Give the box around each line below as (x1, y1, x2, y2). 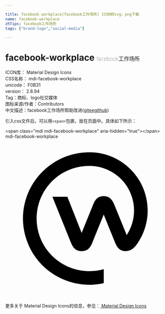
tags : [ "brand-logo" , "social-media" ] (5, 26, 85, 31)
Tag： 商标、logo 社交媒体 (5, 94, 58, 101)
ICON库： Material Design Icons (5, 69, 72, 76)
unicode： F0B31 (5, 82, 41, 88)
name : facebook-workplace (5, 16, 60, 22)
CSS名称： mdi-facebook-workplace (5, 76, 82, 82)
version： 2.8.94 (5, 88, 40, 94)
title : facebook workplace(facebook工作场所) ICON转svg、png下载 (5, 12, 140, 17)
